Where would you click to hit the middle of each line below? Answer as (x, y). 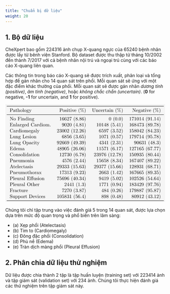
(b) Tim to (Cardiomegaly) (40, 231)
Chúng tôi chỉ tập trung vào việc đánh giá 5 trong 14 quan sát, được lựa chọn (85, 210)
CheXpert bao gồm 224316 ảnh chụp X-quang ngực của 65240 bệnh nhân (83, 50)
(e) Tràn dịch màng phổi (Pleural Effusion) (56, 247)
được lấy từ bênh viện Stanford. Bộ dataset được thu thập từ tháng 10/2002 (84, 55)
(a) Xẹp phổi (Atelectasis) (39, 225)
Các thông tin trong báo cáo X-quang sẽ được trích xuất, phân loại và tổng (83, 76)
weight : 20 (17, 16)
